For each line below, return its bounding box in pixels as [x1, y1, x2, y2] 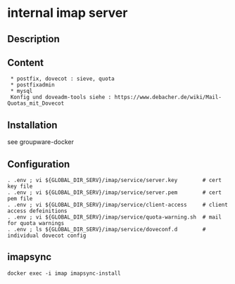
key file [7, 183, 33, 191]
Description [7, 33, 60, 45]
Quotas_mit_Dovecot [7, 100, 65, 107]
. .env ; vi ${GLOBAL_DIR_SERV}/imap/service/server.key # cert [7, 177, 222, 184]
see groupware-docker [7, 138, 74, 146]
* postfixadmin [10, 82, 55, 89]
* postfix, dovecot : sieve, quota [10, 75, 115, 82]
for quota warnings [7, 220, 65, 227]
